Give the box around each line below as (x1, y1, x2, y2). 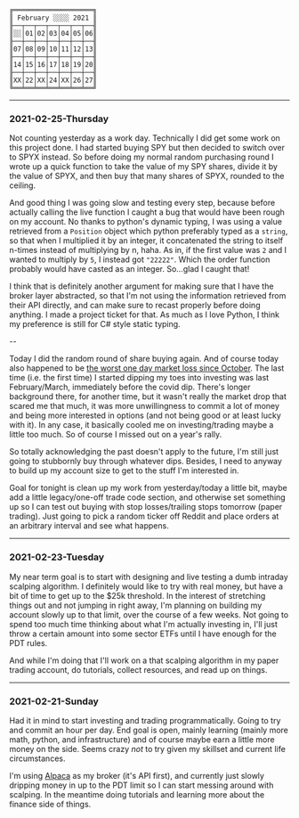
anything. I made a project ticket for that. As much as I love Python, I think (9, 309, 280, 320)
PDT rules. (9, 637, 48, 648)
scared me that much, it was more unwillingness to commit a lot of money (9, 401, 280, 412)
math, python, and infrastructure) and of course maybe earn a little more (9, 733, 275, 745)
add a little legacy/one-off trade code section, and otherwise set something (9, 492, 287, 503)
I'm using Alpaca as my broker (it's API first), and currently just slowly (9, 770, 265, 781)
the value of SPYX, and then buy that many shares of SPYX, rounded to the (9, 171, 285, 182)
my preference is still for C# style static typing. (9, 319, 181, 330)
